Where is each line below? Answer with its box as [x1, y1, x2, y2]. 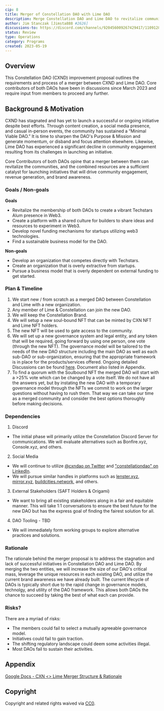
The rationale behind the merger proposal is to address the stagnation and [5, 555, 155, 562]
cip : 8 [5, 7, 19, 12]
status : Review [5, 30, 36, 35]
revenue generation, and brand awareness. [5, 174, 92, 180]
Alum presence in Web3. [12, 212, 62, 218]
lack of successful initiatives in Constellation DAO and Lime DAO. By [5, 561, 142, 567]
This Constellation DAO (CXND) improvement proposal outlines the [5, 75, 139, 81]
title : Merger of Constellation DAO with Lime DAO [5, 12, 110, 17]
